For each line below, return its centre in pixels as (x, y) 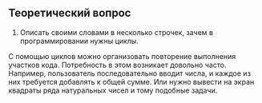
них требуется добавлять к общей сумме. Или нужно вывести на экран (131, 81)
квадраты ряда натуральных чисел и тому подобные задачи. (113, 90)
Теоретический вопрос (70, 13)
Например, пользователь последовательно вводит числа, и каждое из (129, 73)
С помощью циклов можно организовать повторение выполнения (122, 56)
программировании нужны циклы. (79, 41)
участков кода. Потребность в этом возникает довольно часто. (117, 65)
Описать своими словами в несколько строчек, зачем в (117, 32)
